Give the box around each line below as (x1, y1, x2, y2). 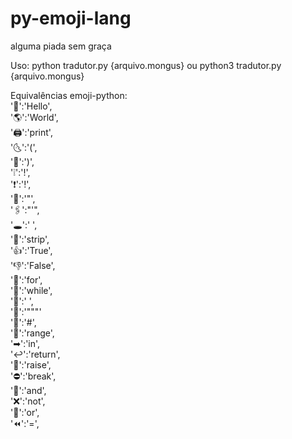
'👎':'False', (10, 259, 56, 271)
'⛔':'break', (10, 370, 57, 382)
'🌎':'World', (10, 111, 59, 123)
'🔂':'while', (10, 284, 53, 296)
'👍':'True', (10, 244, 53, 256)
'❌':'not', (10, 395, 46, 407)
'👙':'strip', (10, 233, 50, 245)
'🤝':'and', (10, 384, 47, 396)
